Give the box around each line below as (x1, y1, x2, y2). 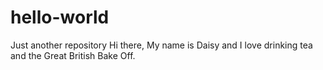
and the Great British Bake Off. (10, 49, 136, 61)
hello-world (10, 6, 110, 29)
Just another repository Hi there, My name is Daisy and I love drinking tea (10, 39, 313, 51)
